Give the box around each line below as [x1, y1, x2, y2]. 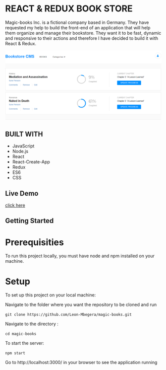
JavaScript [12, 143, 35, 149]
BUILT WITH [5, 130, 43, 138]
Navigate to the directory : [5, 321, 58, 327]
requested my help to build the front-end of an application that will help [5, 24, 151, 30]
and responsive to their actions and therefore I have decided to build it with [5, 35, 159, 41]
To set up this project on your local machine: [5, 292, 96, 298]
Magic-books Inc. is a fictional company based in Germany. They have [5, 19, 149, 25]
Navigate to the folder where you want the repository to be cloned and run [5, 301, 157, 308]
